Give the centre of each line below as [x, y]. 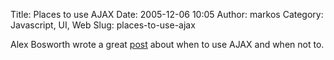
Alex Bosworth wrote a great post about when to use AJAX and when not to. [167, 44]
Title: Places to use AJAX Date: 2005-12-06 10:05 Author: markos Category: [167, 14]
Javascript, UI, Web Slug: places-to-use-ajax [103, 25]
